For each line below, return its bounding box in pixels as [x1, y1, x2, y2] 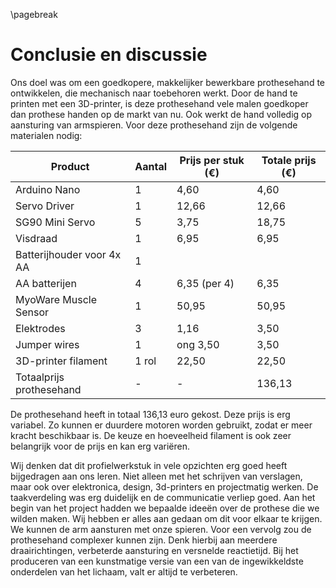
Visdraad [15, 231, 58, 245]
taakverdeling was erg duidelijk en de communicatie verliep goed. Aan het [10, 491, 316, 503]
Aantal [134, 159, 168, 173]
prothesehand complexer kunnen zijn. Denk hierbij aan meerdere [10, 534, 278, 546]
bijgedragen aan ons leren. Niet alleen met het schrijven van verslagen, [10, 470, 303, 482]
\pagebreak [10, 9, 58, 20]
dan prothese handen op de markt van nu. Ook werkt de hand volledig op [10, 108, 313, 120]
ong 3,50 [176, 337, 220, 351]
